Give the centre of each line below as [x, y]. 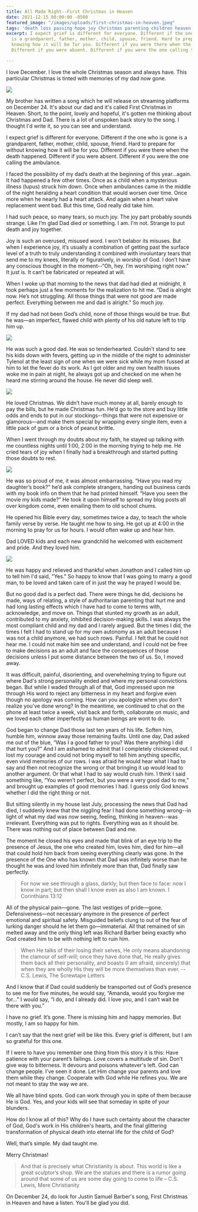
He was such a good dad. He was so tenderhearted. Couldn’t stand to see [96, 348]
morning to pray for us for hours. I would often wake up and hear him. [90, 530]
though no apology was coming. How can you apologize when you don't [94, 699]
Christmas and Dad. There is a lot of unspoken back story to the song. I [93, 119]
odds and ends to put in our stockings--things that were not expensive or [95, 415]
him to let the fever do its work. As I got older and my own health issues [93, 367]
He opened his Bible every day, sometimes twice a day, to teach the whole [96, 517]
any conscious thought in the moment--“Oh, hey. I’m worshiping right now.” [98, 266]
